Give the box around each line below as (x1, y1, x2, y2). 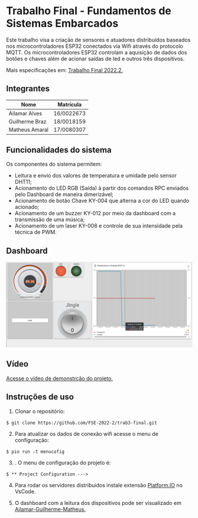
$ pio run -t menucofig (6, 448, 65, 455)
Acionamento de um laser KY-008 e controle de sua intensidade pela (14, 222, 183, 229)
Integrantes (6, 84, 50, 94)
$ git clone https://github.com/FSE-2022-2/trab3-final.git (6, 420, 158, 426)
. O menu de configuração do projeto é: (14, 459, 111, 466)
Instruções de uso (6, 392, 74, 402)
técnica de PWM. (14, 229, 57, 236)
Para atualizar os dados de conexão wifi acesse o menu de (14, 430, 158, 437)
